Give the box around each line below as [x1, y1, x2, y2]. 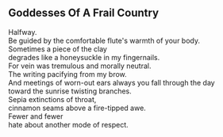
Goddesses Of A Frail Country [8, 6, 160, 20]
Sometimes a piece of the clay [8, 44, 107, 54]
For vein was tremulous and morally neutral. [8, 61, 152, 70]
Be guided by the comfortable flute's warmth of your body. [8, 36, 201, 45]
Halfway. [8, 27, 37, 36]
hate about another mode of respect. [8, 120, 129, 129]
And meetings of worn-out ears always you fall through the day [8, 78, 216, 87]
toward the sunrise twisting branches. [8, 86, 133, 96]
